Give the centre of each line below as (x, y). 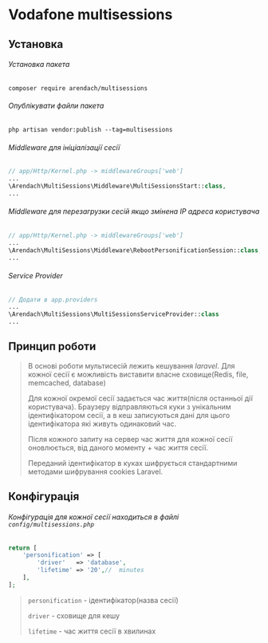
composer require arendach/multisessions (78, 88)
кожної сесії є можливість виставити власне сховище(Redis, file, (138, 374)
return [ (23, 548)
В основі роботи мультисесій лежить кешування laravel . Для (131, 365)
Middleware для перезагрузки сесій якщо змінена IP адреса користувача (134, 211)
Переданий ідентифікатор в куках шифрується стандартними (132, 463)
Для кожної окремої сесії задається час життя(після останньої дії (140, 398)
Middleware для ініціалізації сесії (64, 147)
